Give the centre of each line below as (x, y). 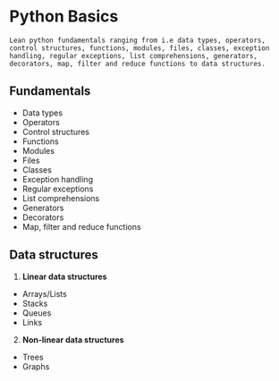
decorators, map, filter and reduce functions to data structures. (138, 63)
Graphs (36, 366)
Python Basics (64, 17)
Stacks (35, 303)
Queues (37, 313)
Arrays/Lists (44, 293)
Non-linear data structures (73, 339)
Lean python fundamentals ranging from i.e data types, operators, (138, 40)
